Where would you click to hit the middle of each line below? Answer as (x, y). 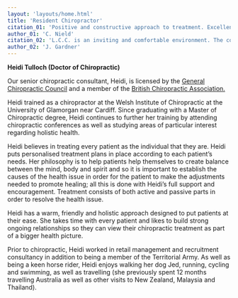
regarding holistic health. (44, 133)
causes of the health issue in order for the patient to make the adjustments (116, 176)
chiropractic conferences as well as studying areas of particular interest (112, 125)
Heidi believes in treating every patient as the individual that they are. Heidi (117, 146)
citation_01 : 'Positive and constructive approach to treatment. (106, 27)
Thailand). (22, 287)
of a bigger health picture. (45, 236)
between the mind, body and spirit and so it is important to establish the (112, 169)
